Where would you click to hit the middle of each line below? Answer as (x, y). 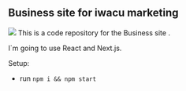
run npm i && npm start (58, 78)
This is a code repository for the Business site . (94, 33)
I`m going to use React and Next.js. (65, 48)
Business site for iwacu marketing (93, 13)
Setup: (19, 63)
